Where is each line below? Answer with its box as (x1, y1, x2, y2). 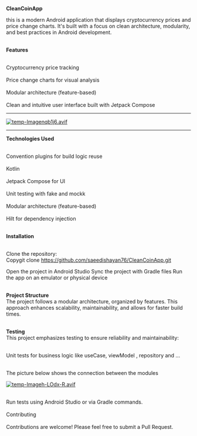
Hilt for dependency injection (6, 215, 76, 222)
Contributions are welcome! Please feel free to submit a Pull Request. (6, 424, 174, 430)
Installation (6, 233, 34, 239)
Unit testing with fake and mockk (6, 190, 86, 197)
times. (6, 310, 21, 317)
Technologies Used (6, 135, 55, 142)
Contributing (6, 411, 36, 418)
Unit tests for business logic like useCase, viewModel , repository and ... (6, 352, 181, 359)
